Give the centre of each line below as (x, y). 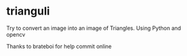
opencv (16, 34)
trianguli (28, 11)
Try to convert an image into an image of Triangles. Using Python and (94, 28)
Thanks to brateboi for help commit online (59, 46)
